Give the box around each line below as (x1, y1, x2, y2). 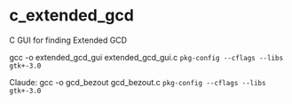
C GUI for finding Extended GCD (9, 35, 127, 45)
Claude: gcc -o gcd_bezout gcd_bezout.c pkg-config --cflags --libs (9, 76, 266, 87)
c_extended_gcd (9, 5, 135, 26)
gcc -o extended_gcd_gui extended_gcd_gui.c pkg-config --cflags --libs (9, 52, 284, 62)
